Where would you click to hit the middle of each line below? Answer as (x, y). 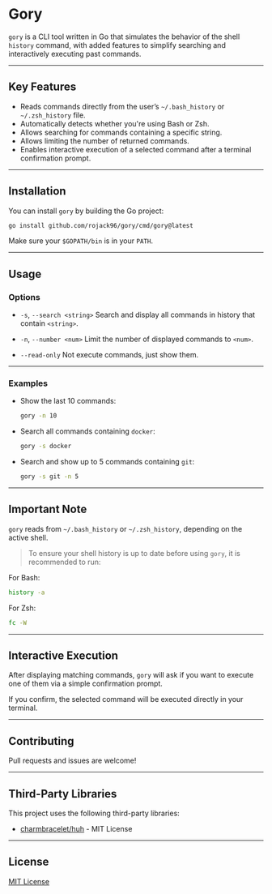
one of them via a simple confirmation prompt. (86, 684)
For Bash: (24, 577)
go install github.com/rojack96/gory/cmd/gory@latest (101, 225)
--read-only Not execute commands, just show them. (109, 355)
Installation (37, 191)
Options (24, 297)
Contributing (41, 741)
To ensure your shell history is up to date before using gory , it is (134, 553)
